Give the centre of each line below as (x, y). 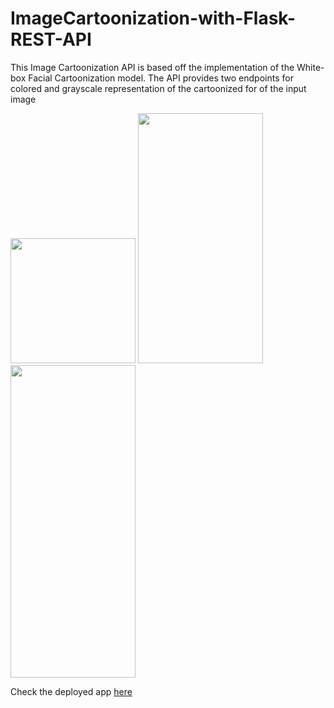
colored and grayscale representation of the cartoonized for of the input (158, 88)
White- (310, 67)
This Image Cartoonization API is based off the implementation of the (152, 67)
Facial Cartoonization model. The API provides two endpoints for (161, 78)
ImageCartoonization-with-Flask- (153, 18)
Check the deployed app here (71, 691)
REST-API (51, 39)
